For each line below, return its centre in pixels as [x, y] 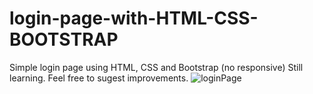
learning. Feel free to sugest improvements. [99, 78]
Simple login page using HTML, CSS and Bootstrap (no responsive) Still [156, 67]
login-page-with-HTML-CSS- [134, 18]
